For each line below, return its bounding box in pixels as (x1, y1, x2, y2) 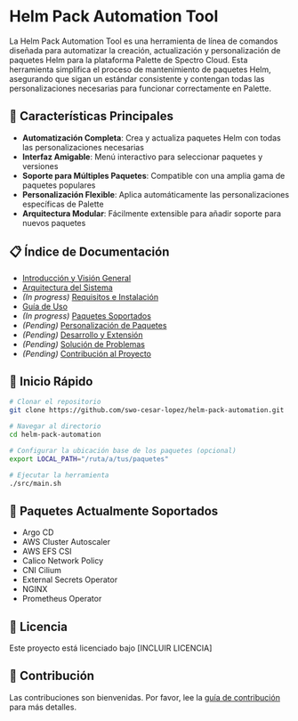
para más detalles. (9, 701, 77, 712)
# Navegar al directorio (9, 422, 101, 431)
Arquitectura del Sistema (21, 282, 113, 293)
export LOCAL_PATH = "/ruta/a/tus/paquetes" (9, 454, 169, 464)
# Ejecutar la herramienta (9, 470, 109, 480)
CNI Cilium (21, 565, 62, 576)
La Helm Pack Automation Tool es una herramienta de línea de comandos (9, 36, 278, 46)
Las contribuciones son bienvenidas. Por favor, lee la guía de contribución (9, 692, 280, 702)
